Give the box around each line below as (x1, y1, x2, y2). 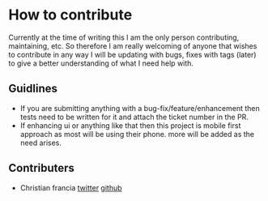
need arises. (19, 138, 62, 148)
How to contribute (8, 6, 133, 24)
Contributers (8, 161, 75, 175)
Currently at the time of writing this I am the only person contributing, (8, 32, 240, 42)
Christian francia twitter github (19, 182, 123, 192)
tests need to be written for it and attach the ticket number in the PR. (19, 112, 249, 122)
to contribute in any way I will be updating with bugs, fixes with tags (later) (8, 49, 257, 59)
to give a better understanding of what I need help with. (8, 58, 194, 68)
